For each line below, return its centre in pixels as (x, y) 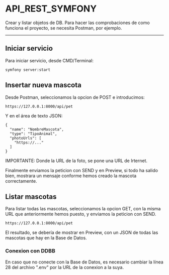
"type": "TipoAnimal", (33, 133)
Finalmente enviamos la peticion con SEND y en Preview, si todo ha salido (82, 170)
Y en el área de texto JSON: (34, 115)
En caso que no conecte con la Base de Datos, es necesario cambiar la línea (84, 262)
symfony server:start (28, 70)
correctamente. (21, 181)
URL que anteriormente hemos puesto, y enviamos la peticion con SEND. (81, 214)
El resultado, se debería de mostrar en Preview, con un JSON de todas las (82, 233)
